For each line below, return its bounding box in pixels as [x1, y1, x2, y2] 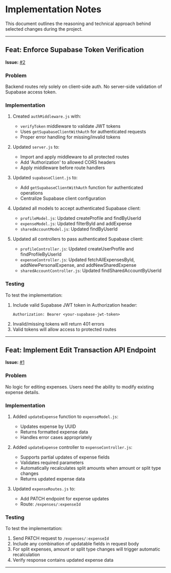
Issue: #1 [5, 359, 24, 365]
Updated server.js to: [12, 144, 60, 150]
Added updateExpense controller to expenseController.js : [12, 444, 133, 450]
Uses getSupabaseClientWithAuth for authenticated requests [20, 129, 147, 135]
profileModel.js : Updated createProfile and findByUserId [20, 215, 141, 221]
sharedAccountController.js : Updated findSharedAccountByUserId [20, 267, 162, 274]
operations [20, 190, 43, 196]
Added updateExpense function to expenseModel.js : [12, 414, 119, 420]
